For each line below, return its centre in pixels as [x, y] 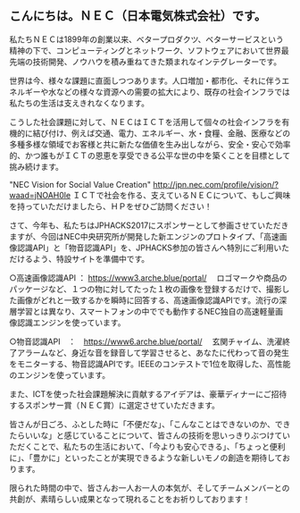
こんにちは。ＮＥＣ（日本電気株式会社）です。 [137, 16]
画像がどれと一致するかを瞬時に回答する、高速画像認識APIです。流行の [148, 300]
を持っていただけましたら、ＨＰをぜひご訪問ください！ [111, 206]
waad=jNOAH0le [40, 195]
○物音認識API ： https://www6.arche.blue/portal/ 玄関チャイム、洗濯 [146, 341]
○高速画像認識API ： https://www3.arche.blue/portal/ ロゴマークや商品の [148, 278]
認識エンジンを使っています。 [71, 322]
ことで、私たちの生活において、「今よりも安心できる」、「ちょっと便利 [159, 446]
